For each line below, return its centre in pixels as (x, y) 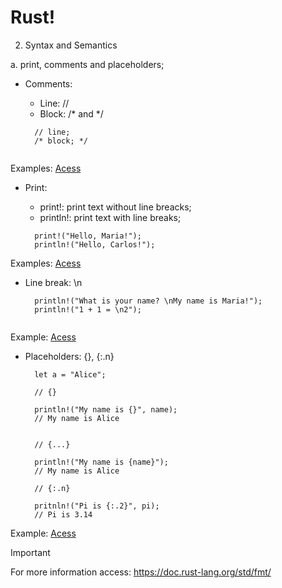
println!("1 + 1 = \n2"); (88, 309)
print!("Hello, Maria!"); (88, 236)
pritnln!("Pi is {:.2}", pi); (97, 506)
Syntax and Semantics (71, 45)
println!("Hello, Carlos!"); (95, 244)
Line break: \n (53, 282)
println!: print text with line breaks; (110, 217)
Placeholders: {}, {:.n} (69, 356)
